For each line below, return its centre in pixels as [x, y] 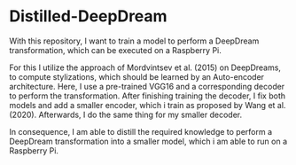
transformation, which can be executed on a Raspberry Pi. [115, 50]
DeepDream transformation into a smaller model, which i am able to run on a [148, 141]
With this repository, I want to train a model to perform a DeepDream [134, 41]
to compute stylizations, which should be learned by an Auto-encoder [136, 76]
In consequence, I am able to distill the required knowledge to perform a [141, 131]
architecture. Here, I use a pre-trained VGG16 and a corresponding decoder [147, 86]
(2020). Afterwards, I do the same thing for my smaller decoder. [125, 114]
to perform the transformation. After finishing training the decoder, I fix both [148, 96]
